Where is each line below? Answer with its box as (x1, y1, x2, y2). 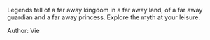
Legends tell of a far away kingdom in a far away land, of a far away (7, 6, 203, 14)
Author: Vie (7, 27, 40, 34)
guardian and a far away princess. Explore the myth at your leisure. (7, 13, 201, 21)
